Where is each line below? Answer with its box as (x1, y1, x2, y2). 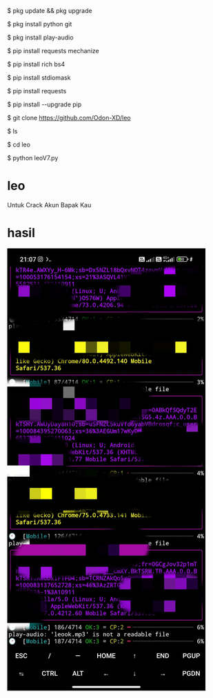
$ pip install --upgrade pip (7, 100, 82, 109)
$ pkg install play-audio (7, 33, 74, 41)
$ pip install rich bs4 (7, 60, 65, 68)
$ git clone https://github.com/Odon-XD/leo (7, 114, 131, 122)
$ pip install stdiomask (7, 73, 71, 82)
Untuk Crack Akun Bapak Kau (7, 200, 92, 209)
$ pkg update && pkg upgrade (7, 7, 92, 15)
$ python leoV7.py (7, 154, 59, 162)
